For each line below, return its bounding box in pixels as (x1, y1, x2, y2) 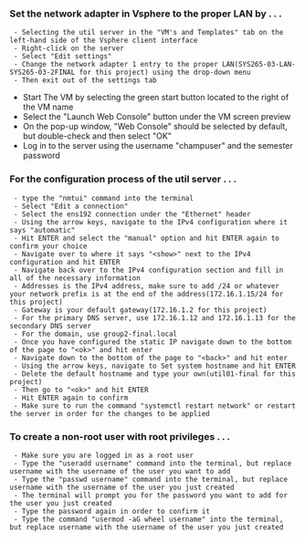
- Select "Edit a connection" (13, 202, 129, 211)
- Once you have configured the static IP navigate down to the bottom (13, 337, 292, 347)
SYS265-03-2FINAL (9, 68, 76, 78)
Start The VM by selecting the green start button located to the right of (22, 92, 289, 103)
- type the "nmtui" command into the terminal (13, 193, 195, 203)
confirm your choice (9, 241, 89, 251)
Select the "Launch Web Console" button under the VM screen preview (22, 111, 291, 122)
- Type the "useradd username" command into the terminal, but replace (13, 459, 292, 468)
